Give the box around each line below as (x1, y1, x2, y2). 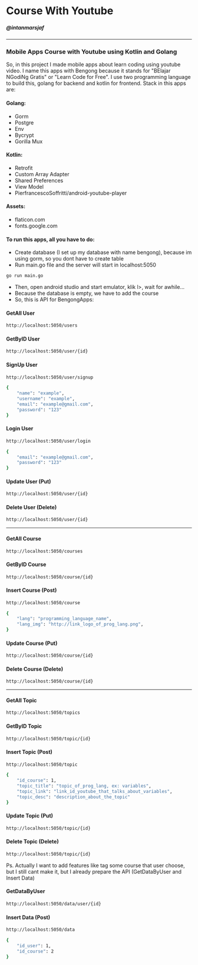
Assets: (6, 203, 25, 210)
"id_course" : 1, (16, 778, 57, 783)
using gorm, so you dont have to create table (14, 255, 124, 262)
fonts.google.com (14, 222, 58, 229)
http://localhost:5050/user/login (6, 438, 91, 444)
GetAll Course (6, 535, 41, 542)
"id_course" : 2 (16, 948, 54, 954)
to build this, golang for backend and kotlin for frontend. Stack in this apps (6, 80, 187, 87)
